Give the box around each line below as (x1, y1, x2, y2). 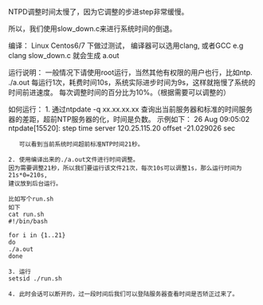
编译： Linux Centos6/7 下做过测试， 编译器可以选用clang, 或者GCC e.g (8, 41, 244, 50)
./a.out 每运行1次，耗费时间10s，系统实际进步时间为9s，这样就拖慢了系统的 (8, 78, 256, 87)
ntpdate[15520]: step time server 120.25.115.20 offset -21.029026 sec (8, 123, 236, 133)
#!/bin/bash (8, 217, 48, 225)
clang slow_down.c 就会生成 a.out (8, 51, 120, 60)
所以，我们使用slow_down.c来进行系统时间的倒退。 (8, 24, 177, 33)
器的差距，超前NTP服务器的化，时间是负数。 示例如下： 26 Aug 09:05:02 (8, 115, 250, 123)
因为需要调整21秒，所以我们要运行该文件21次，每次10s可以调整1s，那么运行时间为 (8, 164, 242, 172)
